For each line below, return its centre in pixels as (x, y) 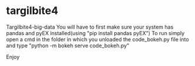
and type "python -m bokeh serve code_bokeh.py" (68, 46)
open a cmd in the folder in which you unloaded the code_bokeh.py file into (98, 39)
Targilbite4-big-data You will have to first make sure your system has (90, 27)
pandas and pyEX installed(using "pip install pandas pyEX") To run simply (95, 33)
